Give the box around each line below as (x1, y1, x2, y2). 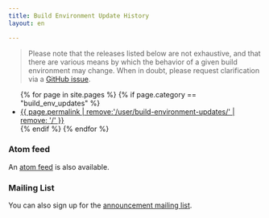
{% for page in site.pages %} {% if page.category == (19, 89, 197, 99)
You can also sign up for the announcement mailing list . (8, 200, 192, 210)
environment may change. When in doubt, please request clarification (27, 65, 260, 75)
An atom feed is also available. (8, 162, 110, 171)
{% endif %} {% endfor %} (19, 124, 110, 134)
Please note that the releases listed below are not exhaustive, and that (27, 48, 261, 58)
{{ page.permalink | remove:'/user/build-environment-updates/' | (19, 106, 235, 117)
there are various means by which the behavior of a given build (27, 57, 238, 67)
